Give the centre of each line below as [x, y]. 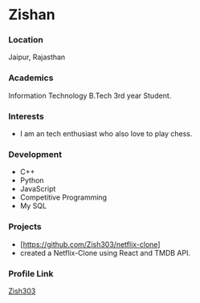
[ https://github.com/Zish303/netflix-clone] [90, 244]
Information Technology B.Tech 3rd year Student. [90, 95]
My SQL [33, 206]
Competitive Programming [63, 197]
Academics [31, 78]
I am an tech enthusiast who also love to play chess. [106, 134]
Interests [26, 116]
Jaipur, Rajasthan [37, 57]
